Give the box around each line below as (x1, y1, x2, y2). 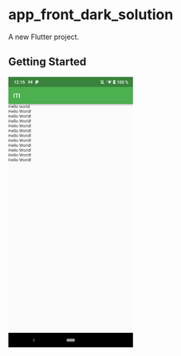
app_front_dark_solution (8, 6, 174, 24)
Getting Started (8, 55, 87, 69)
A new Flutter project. (8, 32, 80, 42)
